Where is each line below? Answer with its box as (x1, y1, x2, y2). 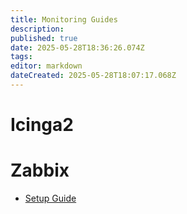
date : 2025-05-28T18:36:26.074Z (10, 42, 145, 53)
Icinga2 (10, 114, 74, 136)
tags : (10, 52, 33, 62)
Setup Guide (24, 192, 77, 204)
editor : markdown (10, 61, 83, 71)
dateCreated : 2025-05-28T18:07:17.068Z (10, 71, 177, 81)
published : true (10, 33, 78, 43)
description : (10, 24, 65, 34)
